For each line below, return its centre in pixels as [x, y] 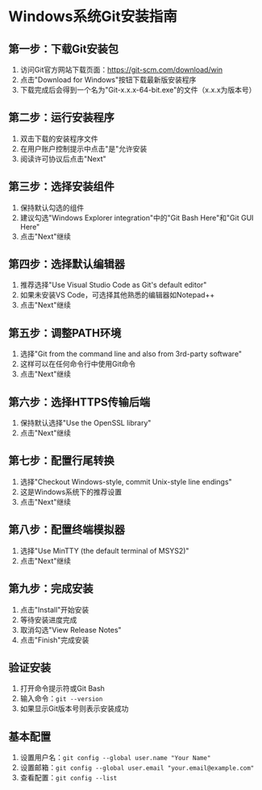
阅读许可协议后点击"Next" [63, 159]
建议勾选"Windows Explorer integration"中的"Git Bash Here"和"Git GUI [137, 218]
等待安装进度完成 [48, 620]
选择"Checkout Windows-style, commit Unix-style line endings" [126, 481]
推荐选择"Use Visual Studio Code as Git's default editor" [113, 285]
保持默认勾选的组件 [52, 207]
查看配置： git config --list [69, 778]
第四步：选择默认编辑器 [67, 264]
